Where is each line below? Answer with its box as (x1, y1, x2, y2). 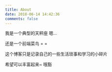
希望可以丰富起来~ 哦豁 (5, 62, 52, 68)
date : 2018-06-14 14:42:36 (5, 12, 60, 17)
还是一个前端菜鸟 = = (5, 41, 48, 47)
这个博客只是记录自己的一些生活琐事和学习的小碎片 (5, 51, 108, 57)
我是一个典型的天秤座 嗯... (5, 30, 57, 36)
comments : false (5, 16, 38, 21)
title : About (5, 7, 32, 12)
